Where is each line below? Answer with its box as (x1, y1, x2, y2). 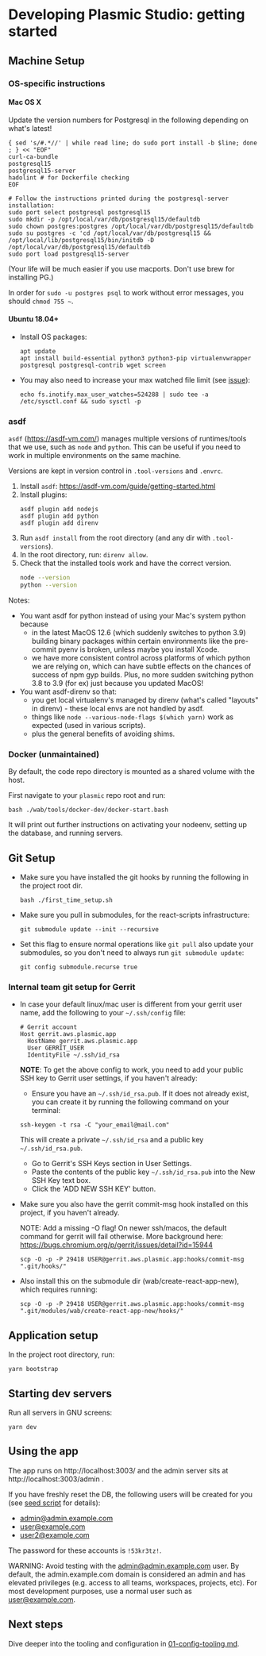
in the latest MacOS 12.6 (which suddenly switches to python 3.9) (31, 627, 246, 637)
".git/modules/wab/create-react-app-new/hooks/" (19, 1307, 184, 1315)
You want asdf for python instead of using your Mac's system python (19, 610, 246, 620)
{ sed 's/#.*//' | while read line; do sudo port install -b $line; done (8, 139, 258, 147)
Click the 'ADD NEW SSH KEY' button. (31, 1184, 156, 1194)
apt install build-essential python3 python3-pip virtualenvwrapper (19, 354, 252, 362)
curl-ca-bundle (8, 152, 59, 160)
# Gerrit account (19, 1023, 78, 1031)
